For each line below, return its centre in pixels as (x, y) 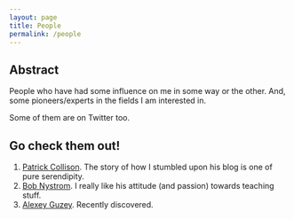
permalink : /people (45, 34)
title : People (36, 26)
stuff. (32, 195)
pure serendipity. (53, 176)
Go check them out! (65, 146)
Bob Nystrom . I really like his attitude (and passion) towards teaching (148, 186)
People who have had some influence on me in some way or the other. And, (147, 91)
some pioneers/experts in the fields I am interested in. (108, 101)
